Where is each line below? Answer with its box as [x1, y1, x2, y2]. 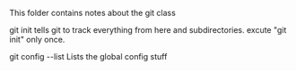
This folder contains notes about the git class [9, 8, 177, 18]
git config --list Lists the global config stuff [9, 51, 168, 61]
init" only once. [9, 35, 65, 44]
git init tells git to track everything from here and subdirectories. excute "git [9, 25, 287, 35]
